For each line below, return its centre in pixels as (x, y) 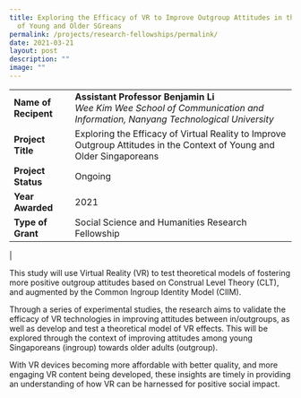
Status (28, 182)
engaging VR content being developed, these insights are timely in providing (150, 374)
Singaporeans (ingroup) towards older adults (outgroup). (113, 347)
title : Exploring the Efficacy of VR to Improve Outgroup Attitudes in (146, 17)
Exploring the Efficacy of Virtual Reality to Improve (181, 134)
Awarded (34, 207)
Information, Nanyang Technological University (175, 119)
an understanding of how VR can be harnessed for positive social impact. (145, 384)
